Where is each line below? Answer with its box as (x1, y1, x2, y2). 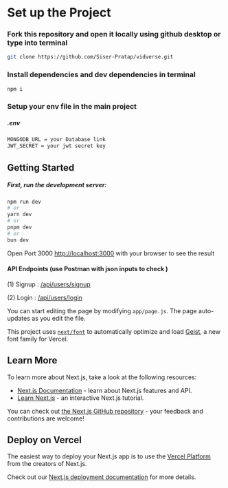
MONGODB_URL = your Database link (7, 136, 106, 143)
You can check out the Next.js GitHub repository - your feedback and (7, 407, 204, 415)
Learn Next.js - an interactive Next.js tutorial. (16, 394, 144, 402)
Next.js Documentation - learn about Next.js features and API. (16, 386, 192, 394)
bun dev (7, 236, 30, 244)
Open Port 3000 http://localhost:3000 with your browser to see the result (7, 249, 215, 257)
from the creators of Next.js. (7, 460, 87, 468)
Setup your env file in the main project (7, 102, 137, 112)
